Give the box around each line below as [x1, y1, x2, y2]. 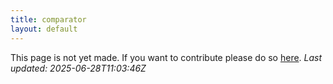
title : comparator [10, 14, 87, 25]
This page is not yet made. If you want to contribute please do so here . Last [10, 51, 323, 63]
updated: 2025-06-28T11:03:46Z [10, 62, 147, 74]
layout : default [10, 24, 78, 34]
